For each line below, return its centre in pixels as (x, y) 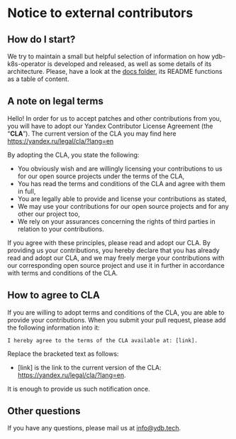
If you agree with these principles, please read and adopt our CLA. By (109, 242)
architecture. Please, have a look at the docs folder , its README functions (115, 71)
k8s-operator (27, 64)
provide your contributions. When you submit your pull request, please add (117, 320)
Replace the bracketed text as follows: (63, 354)
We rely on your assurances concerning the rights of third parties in (116, 221)
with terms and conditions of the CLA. (63, 273)
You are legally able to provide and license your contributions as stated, (122, 199)
